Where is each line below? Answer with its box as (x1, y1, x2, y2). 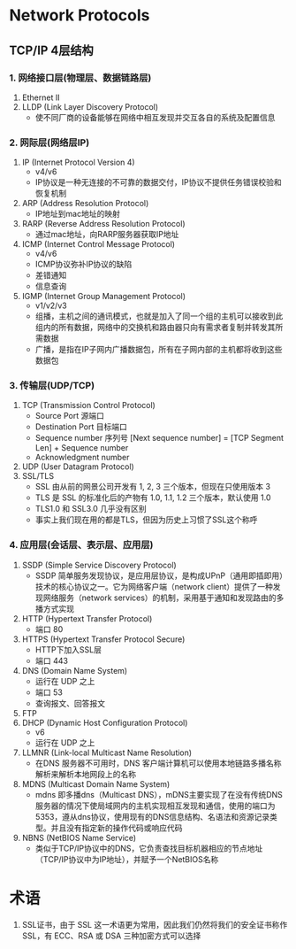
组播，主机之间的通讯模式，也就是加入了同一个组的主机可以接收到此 (34, 311, 284, 321)
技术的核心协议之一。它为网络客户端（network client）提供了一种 (34, 581, 274, 591)
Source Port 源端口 (34, 411, 104, 421)
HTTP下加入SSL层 (34, 644, 102, 655)
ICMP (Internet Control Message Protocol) (21, 239, 175, 250)
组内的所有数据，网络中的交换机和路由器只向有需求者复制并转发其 (34, 322, 276, 333)
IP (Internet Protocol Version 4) (21, 157, 135, 168)
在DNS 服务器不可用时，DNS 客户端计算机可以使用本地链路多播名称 (34, 758, 282, 768)
